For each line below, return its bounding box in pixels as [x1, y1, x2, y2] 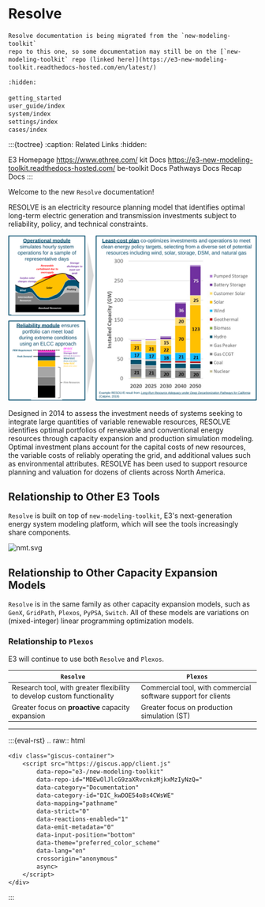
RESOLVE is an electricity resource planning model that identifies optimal [8, 202, 245, 212]
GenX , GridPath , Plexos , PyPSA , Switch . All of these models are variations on [8, 608, 249, 618]
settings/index [8, 118, 58, 126]
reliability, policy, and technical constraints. [8, 219, 148, 229]
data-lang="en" [36, 847, 87, 855]
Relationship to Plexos [8, 636, 94, 647]
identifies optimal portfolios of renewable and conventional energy [8, 425, 224, 435]
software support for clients [140, 691, 231, 701]
